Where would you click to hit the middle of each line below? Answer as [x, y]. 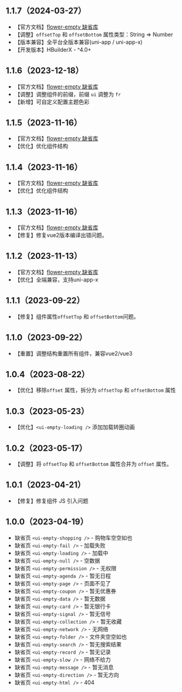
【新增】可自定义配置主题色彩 [52, 102]
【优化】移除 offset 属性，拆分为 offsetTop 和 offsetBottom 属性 [95, 390]
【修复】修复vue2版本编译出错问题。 [61, 235]
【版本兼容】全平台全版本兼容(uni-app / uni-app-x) [79, 42]
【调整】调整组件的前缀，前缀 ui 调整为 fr [68, 94]
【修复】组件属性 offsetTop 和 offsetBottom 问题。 [77, 316]
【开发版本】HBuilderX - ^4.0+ [53, 49]
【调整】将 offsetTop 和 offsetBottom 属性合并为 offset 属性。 [93, 464]
